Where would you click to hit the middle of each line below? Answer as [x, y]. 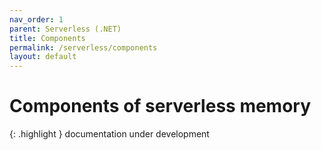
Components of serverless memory [160, 106]
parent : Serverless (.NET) [65, 29]
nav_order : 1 [36, 19]
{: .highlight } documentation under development [109, 134]
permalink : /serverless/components [83, 47]
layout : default [43, 57]
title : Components [47, 38]
